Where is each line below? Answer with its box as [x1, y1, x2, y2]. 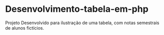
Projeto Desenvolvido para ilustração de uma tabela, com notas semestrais [5, 20, 159, 26]
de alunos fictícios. [5, 25, 44, 31]
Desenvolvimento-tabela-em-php [5, 3, 148, 15]
